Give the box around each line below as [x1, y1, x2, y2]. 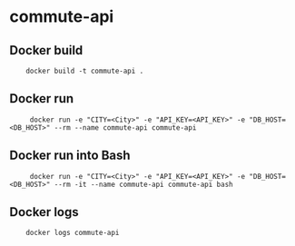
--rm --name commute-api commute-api [54, 123, 197, 133]
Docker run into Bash [9, 148, 131, 163]
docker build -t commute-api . [25, 66, 144, 75]
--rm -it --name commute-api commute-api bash [54, 180, 233, 189]
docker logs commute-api [25, 229, 120, 238]
